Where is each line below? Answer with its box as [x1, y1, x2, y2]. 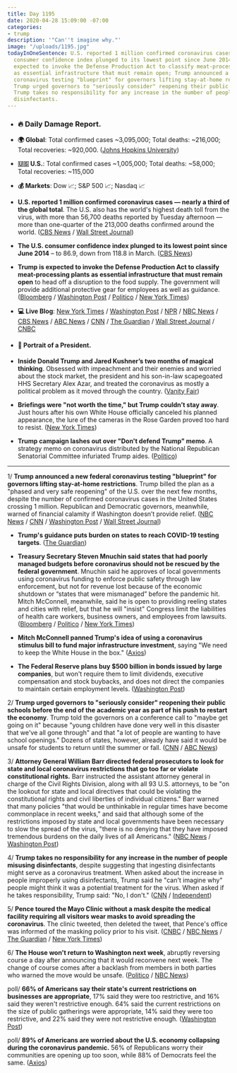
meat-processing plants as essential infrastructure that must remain [17, 270, 224, 279]
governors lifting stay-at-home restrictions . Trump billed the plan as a [7, 479, 215, 488]
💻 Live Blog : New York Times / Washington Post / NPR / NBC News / [17, 307, 219, 315]
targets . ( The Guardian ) [17, 538, 87, 546]
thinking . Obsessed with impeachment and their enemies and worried [17, 364, 221, 373]
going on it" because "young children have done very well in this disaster [7, 720, 220, 729]
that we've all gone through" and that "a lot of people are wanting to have [7, 728, 221, 737]
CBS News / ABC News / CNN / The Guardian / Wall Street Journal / [17, 317, 215, 326]
